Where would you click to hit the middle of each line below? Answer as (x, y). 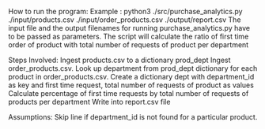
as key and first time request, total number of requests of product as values (131, 85)
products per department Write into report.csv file (89, 102)
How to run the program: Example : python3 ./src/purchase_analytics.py (125, 11)
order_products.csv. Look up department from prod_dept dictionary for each (133, 68)
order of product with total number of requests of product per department (129, 45)
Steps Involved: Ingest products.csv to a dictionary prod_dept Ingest (119, 60)
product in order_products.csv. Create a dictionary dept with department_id (131, 77)
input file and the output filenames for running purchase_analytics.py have (129, 28)
